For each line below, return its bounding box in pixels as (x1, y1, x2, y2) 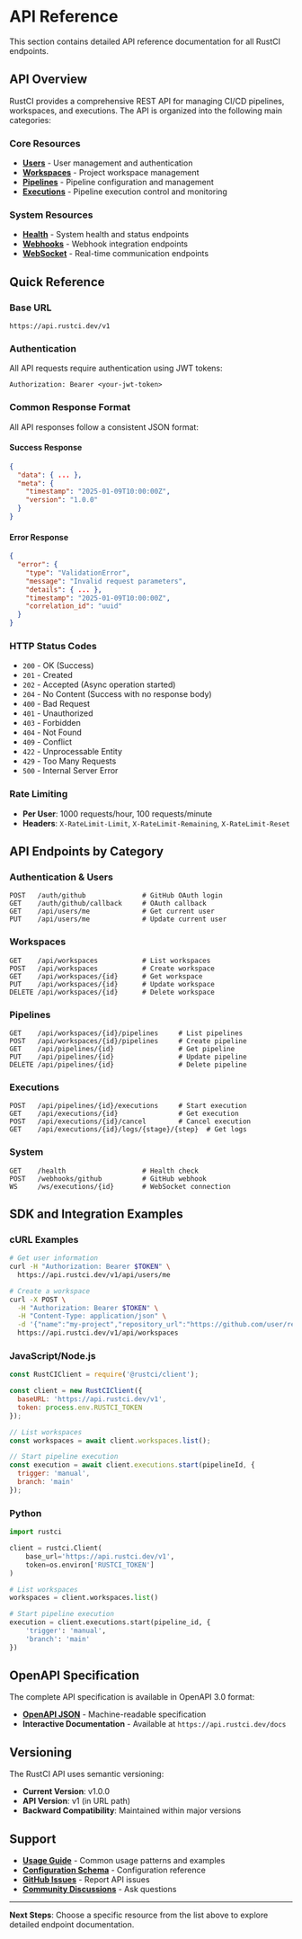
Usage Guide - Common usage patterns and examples (22, 1855, 226, 1866)
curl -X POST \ (9, 1295, 67, 1304)
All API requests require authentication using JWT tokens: (9, 362, 223, 374)
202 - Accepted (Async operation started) (22, 679, 176, 690)
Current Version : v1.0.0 (22, 1786, 111, 1797)
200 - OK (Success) (22, 660, 94, 671)
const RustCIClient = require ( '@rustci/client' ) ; (9, 1370, 200, 1380)
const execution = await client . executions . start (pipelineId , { (9, 1461, 255, 1470)
